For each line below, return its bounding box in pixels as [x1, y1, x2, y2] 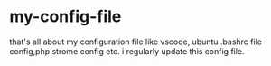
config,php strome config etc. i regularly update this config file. [9, 45, 246, 56]
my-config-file [9, 6, 122, 27]
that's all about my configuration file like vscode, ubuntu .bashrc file [9, 36, 262, 47]
